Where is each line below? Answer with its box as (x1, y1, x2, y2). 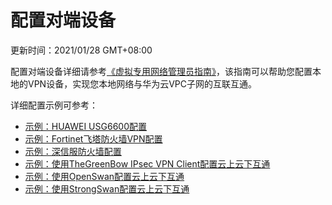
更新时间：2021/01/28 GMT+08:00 (10, 44, 153, 56)
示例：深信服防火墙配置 (24, 145, 122, 157)
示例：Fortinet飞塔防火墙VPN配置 (24, 132, 163, 145)
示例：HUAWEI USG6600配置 (24, 120, 147, 132)
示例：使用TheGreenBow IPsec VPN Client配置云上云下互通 (24, 157, 271, 170)
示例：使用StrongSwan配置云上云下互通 (24, 182, 190, 195)
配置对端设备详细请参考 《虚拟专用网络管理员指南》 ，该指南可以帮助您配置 (10, 65, 313, 77)
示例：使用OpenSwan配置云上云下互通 (24, 170, 185, 182)
